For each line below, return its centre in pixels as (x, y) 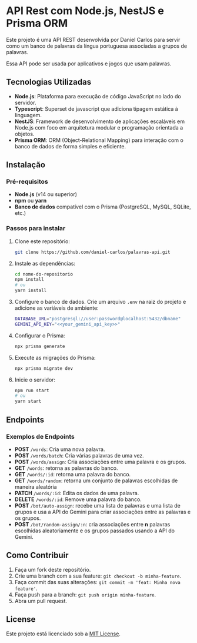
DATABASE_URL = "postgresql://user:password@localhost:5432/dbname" (98, 319)
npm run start (32, 390)
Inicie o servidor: (35, 379)
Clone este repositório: (42, 241)
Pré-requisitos (27, 182)
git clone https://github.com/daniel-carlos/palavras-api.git (92, 252)
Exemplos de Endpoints (40, 436)
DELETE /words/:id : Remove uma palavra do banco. (78, 499)
